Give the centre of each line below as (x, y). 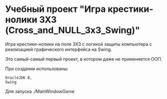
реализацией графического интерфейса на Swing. (59, 49)
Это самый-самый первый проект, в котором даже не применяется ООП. (84, 59)
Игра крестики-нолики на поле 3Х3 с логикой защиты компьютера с (79, 44)
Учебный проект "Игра (56, 9)
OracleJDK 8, (19, 78)
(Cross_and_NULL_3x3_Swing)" (73, 30)
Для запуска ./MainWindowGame (40, 91)
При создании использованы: (37, 69)
